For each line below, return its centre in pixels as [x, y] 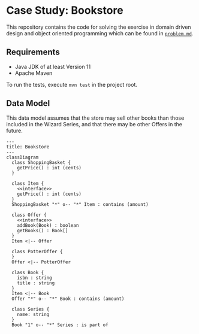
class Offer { [29, 215]
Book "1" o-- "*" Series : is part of [60, 325]
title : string [36, 283]
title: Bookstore [28, 147]
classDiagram [22, 157]
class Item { [28, 183]
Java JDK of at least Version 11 [53, 66]
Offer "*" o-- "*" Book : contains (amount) [68, 299]
